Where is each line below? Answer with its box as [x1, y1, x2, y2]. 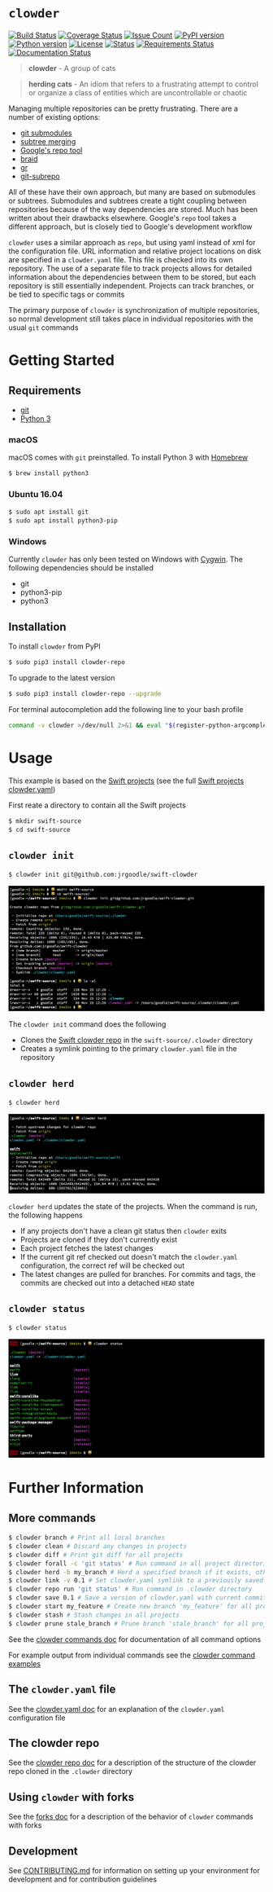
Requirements [8, 383, 81, 398]
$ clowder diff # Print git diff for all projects [8, 1551, 184, 1559]
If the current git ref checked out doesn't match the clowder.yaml [19, 1252, 238, 1261]
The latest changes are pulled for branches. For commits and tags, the [19, 1269, 256, 1278]
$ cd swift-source [8, 825, 71, 834]
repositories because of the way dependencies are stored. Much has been [8, 204, 258, 214]
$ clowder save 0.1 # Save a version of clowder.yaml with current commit [8, 1594, 267, 1602]
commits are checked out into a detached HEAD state [19, 1278, 195, 1287]
